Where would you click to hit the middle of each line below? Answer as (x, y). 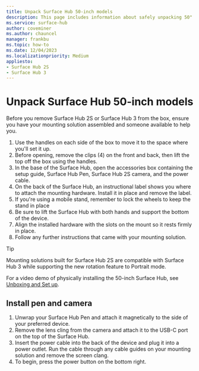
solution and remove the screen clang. (61, 355)
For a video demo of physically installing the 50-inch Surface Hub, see (92, 278)
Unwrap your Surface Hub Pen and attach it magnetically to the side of (101, 317)
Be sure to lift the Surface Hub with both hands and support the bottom (102, 212)
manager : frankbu (28, 39)
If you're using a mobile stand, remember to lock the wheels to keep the (103, 199)
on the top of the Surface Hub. (52, 336)
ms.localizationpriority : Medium (48, 56)
